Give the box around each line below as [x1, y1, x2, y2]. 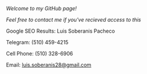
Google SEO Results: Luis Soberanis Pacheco [6, 27, 116, 34]
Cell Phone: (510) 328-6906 [6, 50, 73, 57]
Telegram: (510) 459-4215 [6, 39, 69, 45]
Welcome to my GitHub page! [6, 5, 77, 12]
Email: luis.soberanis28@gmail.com [6, 61, 92, 68]
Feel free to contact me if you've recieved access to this [6, 16, 141, 23]
